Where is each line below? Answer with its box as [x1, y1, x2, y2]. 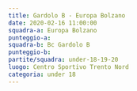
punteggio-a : [8, 33, 51, 42]
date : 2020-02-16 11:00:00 [8, 19, 97, 27]
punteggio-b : [8, 48, 51, 56]
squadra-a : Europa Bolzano [8, 26, 97, 34]
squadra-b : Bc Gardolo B [8, 41, 90, 49]
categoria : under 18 [8, 70, 77, 78]
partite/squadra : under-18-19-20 [8, 56, 119, 64]
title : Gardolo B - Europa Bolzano [8, 11, 126, 20]
